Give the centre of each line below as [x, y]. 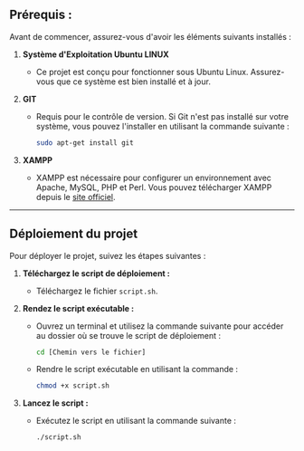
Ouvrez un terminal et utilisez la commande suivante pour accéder [160, 326]
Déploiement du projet [74, 234]
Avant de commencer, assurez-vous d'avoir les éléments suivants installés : [151, 36]
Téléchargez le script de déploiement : [96, 273]
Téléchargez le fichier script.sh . [97, 291]
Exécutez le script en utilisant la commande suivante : [136, 421]
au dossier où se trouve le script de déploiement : [128, 335]
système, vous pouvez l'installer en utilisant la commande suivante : [162, 126]
